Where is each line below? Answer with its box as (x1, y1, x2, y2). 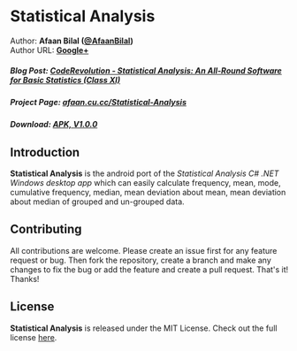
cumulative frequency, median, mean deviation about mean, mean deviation (10, 187, 286, 198)
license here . (10, 332, 57, 342)
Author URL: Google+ (10, 44, 89, 55)
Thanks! (10, 273, 40, 284)
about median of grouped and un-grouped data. (10, 196, 185, 207)
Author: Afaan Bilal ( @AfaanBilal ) (10, 35, 133, 46)
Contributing (10, 222, 82, 237)
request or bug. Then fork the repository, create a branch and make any (10, 255, 272, 265)
